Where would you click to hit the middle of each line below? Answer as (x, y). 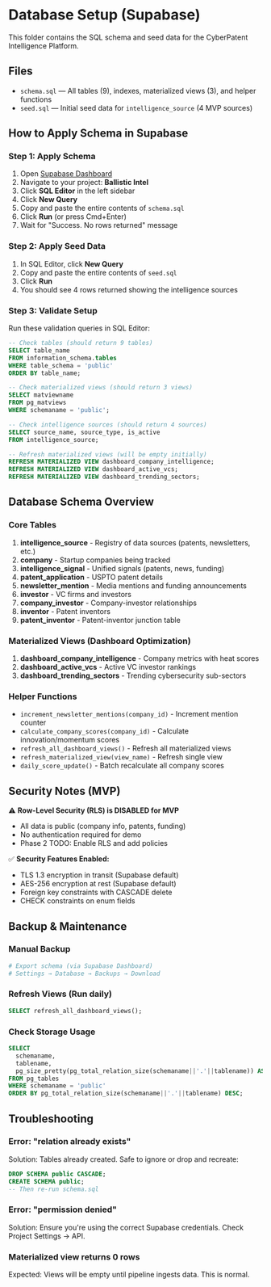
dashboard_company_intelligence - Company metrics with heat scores (140, 658)
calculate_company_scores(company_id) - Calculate (104, 731)
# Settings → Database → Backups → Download (84, 974)
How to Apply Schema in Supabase (98, 134)
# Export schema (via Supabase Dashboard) (81, 966)
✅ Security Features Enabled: (59, 859)
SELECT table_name (39, 350)
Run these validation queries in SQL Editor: (79, 328)
